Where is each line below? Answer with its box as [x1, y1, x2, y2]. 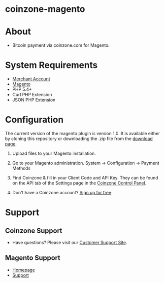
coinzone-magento [5, 3, 85, 15]
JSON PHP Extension [12, 97, 56, 103]
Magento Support [5, 254, 61, 262]
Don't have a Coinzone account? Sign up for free [12, 190, 112, 195]
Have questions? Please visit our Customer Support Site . [12, 240, 127, 245]
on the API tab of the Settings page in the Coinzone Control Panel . [12, 180, 147, 186]
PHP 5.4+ [12, 86, 32, 92]
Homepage [12, 267, 35, 273]
